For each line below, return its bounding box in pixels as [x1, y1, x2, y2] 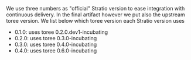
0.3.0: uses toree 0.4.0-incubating [14, 41, 97, 48]
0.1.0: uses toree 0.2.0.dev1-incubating [14, 29, 108, 36]
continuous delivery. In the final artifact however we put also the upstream [6, 11, 186, 18]
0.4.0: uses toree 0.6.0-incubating [14, 47, 97, 54]
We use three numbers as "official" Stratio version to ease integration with [6, 5, 185, 12]
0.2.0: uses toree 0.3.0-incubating [14, 35, 97, 41]
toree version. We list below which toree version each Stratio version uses [6, 17, 185, 24]
